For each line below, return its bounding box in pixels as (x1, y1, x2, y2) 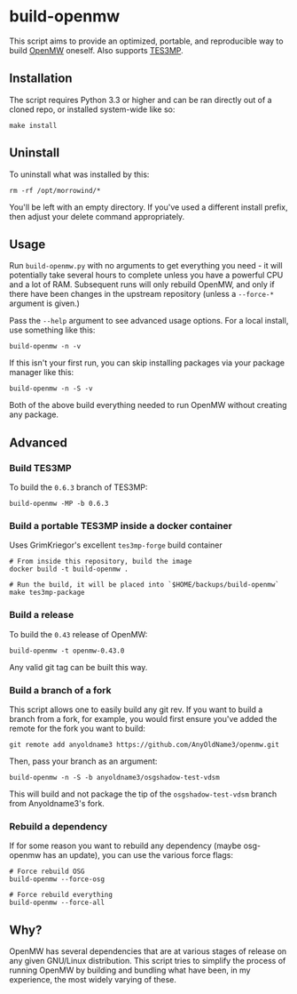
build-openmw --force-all (9, 898, 105, 908)
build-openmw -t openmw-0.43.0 (9, 646, 125, 655)
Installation (9, 71, 73, 86)
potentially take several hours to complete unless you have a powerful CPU (9, 269, 284, 281)
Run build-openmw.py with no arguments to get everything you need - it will (9, 261, 283, 271)
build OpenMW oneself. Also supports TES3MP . (9, 44, 184, 55)
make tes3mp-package (9, 589, 86, 597)
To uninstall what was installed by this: (9, 169, 150, 180)
